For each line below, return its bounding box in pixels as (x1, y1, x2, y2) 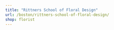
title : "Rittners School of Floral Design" (5, 7, 98, 13)
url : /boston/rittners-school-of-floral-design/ (5, 12, 109, 17)
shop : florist (5, 17, 35, 22)
